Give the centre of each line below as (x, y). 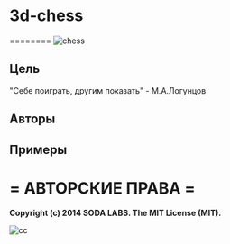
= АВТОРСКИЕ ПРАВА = (102, 188)
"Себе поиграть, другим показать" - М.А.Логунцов (108, 90)
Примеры (38, 149)
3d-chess (46, 16)
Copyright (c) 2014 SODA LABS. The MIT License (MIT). (115, 213)
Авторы (32, 119)
